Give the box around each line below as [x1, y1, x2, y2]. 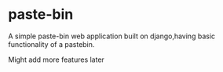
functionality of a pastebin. [8, 39, 95, 49]
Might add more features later [8, 55, 104, 64]
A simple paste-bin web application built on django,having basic [8, 31, 216, 41]
